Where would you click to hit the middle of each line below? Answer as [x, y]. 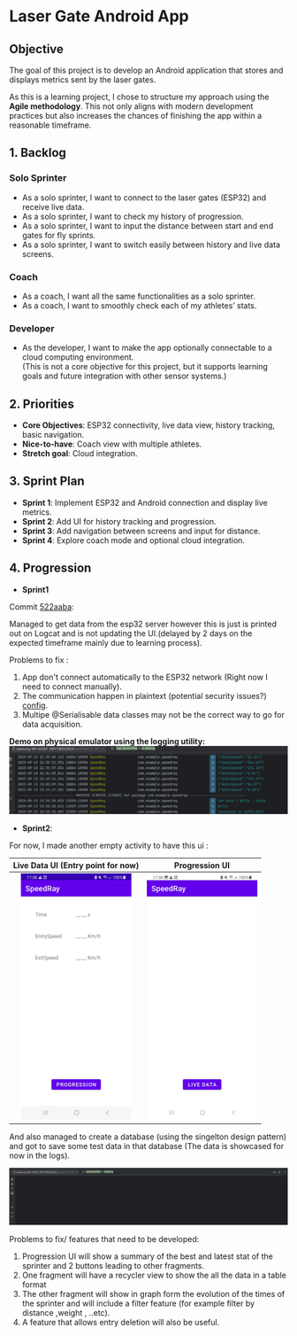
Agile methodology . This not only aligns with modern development [131, 106]
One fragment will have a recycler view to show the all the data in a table [154, 1275]
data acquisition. [52, 724]
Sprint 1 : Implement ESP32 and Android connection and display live [145, 502]
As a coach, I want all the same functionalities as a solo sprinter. [139, 296]
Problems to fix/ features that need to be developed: [104, 1239]
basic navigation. [53, 435]
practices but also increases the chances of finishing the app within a [136, 116]
